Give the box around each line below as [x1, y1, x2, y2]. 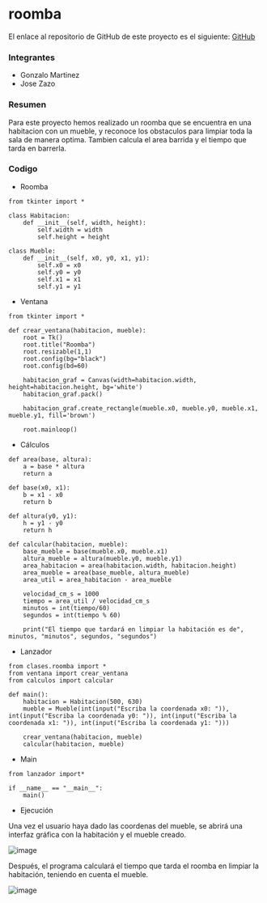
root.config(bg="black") [23, 354, 107, 362]
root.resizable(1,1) [23, 347, 92, 356]
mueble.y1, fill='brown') [8, 411, 95, 419]
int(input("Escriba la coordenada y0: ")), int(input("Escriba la [8, 711, 237, 720]
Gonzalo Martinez [19, 70, 80, 80]
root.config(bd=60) [23, 362, 89, 370]
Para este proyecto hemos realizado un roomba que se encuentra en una [8, 117, 252, 127]
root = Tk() [23, 333, 63, 341]
